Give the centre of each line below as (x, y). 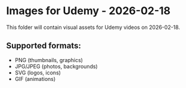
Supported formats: (44, 46)
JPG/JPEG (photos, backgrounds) (56, 66)
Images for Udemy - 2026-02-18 (89, 11)
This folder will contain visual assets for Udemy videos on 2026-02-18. (93, 27)
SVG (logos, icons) (38, 73)
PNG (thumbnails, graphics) (49, 60)
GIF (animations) (35, 79)
